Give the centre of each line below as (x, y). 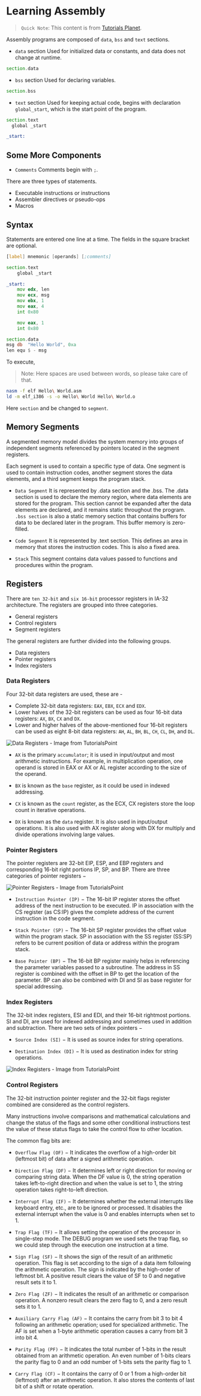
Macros (24, 206)
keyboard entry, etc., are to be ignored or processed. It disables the (98, 1208)
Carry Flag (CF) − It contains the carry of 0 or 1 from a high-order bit (100, 1373)
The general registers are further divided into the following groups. (88, 641)
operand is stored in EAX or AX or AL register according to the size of (101, 767)
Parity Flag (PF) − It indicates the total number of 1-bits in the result (100, 1349)
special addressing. (39, 987)
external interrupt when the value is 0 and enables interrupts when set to (105, 1214)
